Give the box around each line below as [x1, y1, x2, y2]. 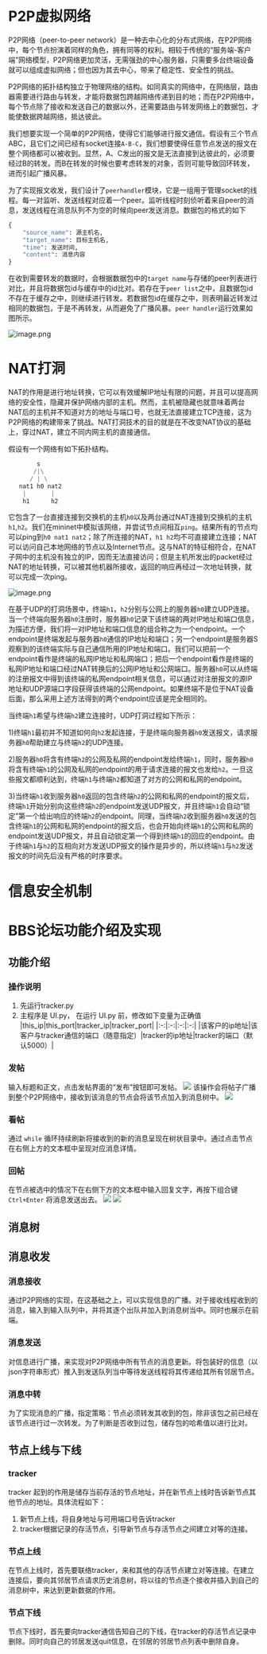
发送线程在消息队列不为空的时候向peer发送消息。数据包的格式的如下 [21, 205, 246, 215]
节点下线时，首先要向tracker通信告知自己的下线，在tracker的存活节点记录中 [8, 1627, 257, 1636]
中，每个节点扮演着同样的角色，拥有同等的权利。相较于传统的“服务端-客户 [8, 45, 252, 54]
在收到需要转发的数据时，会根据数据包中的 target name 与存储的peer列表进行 [8, 274, 257, 283]
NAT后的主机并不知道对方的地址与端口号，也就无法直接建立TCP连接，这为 [8, 408, 252, 417]
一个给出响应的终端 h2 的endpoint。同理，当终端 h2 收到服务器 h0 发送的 [25, 811, 250, 821]
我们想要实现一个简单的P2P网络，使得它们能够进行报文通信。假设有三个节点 [8, 128, 258, 138]
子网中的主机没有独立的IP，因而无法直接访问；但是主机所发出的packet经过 [8, 552, 253, 562]
